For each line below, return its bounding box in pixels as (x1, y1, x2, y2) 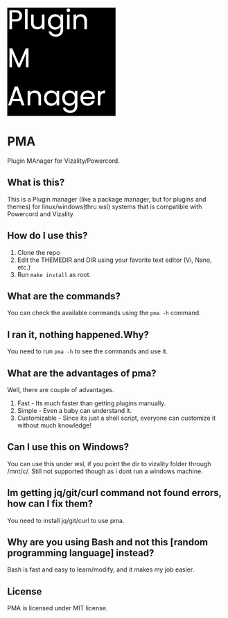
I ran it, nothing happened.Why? (7, 328, 149, 340)
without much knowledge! (17, 421, 91, 430)
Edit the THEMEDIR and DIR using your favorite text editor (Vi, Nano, (17, 256, 213, 264)
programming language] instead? (7, 547, 155, 559)
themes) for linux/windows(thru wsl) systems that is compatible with (7, 202, 202, 211)
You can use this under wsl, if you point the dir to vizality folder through (7, 459, 211, 468)
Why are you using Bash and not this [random (7, 536, 209, 548)
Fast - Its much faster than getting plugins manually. (17, 399, 166, 407)
